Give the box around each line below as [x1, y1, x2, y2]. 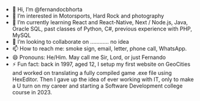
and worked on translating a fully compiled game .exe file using [12, 69, 172, 76]
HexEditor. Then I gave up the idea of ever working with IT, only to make [12, 76, 194, 83]
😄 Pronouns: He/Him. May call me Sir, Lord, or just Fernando [12, 54, 166, 61]
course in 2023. [12, 89, 53, 96]
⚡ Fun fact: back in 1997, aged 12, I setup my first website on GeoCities [12, 61, 191, 68]
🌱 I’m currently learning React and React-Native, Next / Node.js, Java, [12, 19, 188, 26]
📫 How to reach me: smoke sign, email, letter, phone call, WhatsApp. [12, 45, 187, 52]
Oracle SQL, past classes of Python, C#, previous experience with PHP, [12, 25, 193, 32]
